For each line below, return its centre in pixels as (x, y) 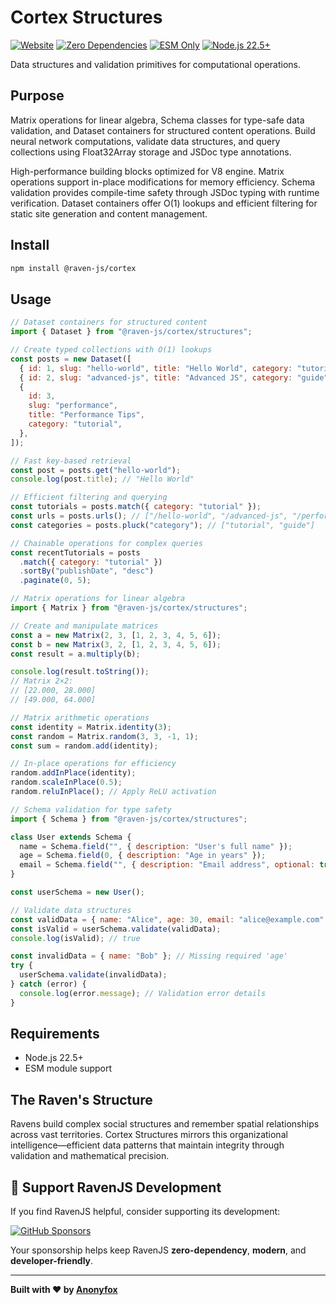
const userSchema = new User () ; (77, 892)
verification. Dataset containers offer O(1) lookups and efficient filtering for (164, 203)
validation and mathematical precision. (90, 1156)
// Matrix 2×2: (42, 681)
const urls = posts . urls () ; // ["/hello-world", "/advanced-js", (149, 516)
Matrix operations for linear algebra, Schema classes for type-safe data (157, 120)
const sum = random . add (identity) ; (84, 746)
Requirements (55, 1034)
